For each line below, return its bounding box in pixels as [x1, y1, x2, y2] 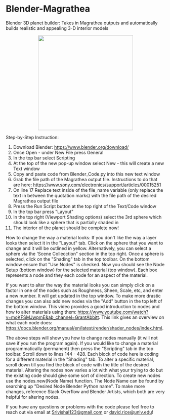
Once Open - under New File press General [13, 149, 104, 155]
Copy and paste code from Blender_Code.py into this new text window [13, 171, 160, 177]
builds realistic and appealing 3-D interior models [6, 25, 109, 31]
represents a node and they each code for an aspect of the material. [6, 272, 148, 278]
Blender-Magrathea [6, 3, 91, 15]
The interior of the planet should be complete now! [13, 225, 119, 231]
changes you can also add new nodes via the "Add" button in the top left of [6, 298, 162, 304]
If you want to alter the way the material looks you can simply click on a [6, 282, 155, 288]
